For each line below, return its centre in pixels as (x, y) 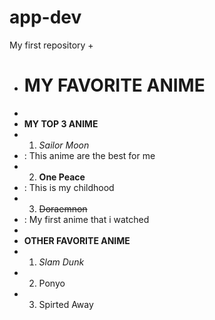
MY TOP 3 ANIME (61, 123)
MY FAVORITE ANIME (114, 85)
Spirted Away (66, 304)
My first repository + (51, 45)
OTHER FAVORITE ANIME (77, 240)
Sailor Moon (64, 145)
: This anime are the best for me (89, 155)
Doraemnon (63, 208)
